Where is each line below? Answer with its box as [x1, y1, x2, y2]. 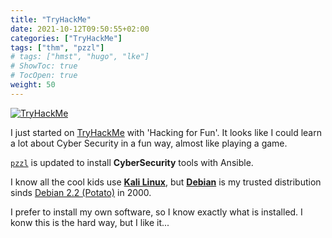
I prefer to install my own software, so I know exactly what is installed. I [10, 206, 303, 218]
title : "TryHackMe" [10, 14, 92, 25]
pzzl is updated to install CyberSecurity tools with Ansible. [10, 156, 254, 168]
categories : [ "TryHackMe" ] [10, 33, 123, 43]
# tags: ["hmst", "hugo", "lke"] [10, 52, 150, 62]
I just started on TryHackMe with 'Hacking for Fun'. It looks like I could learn [10, 126, 322, 138]
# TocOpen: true [10, 71, 78, 81]
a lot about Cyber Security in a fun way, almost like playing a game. [10, 137, 288, 149]
